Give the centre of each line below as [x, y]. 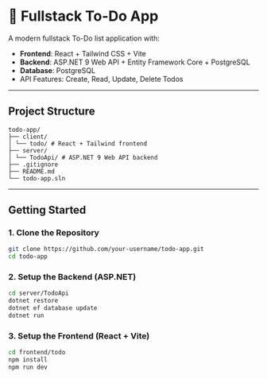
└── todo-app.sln [37, 178]
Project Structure [52, 112]
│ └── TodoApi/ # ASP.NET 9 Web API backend [83, 157]
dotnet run [26, 316]
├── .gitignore [33, 164]
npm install [28, 360]
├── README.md [32, 171]
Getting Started [47, 210]
